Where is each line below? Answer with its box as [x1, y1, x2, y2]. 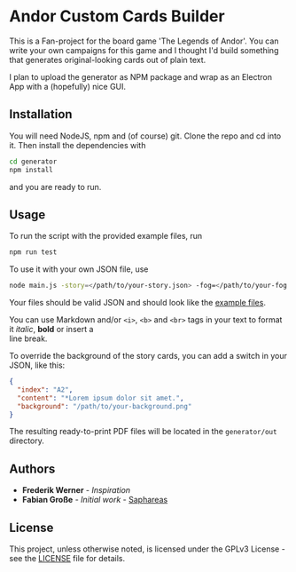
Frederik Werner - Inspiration [21, 485, 131, 496]
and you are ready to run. [9, 181, 102, 192]
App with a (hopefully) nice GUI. [9, 81, 127, 91]
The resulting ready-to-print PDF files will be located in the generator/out [9, 426, 277, 437]
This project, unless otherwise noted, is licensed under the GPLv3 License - [9, 544, 285, 554]
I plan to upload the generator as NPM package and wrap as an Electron [9, 71, 273, 82]
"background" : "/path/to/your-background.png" [17, 401, 192, 410]
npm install [9, 165, 53, 174]
